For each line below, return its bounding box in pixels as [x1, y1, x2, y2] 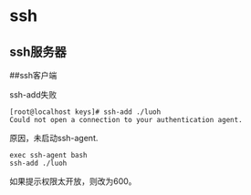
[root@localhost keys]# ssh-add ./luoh [9, 108, 162, 117]
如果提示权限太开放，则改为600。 [9, 176, 137, 187]
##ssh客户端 [9, 70, 58, 80]
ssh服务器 [9, 44, 67, 59]
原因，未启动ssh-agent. [9, 133, 99, 143]
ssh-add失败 [9, 89, 58, 100]
